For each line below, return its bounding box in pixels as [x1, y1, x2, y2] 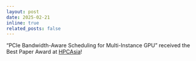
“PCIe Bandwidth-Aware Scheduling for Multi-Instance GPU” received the [6, 42, 191, 49]
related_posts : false [6, 25, 61, 32]
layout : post [6, 8, 39, 15]
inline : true [6, 20, 39, 26]
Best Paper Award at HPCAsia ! [6, 48, 83, 56]
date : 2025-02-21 [6, 14, 50, 20]
